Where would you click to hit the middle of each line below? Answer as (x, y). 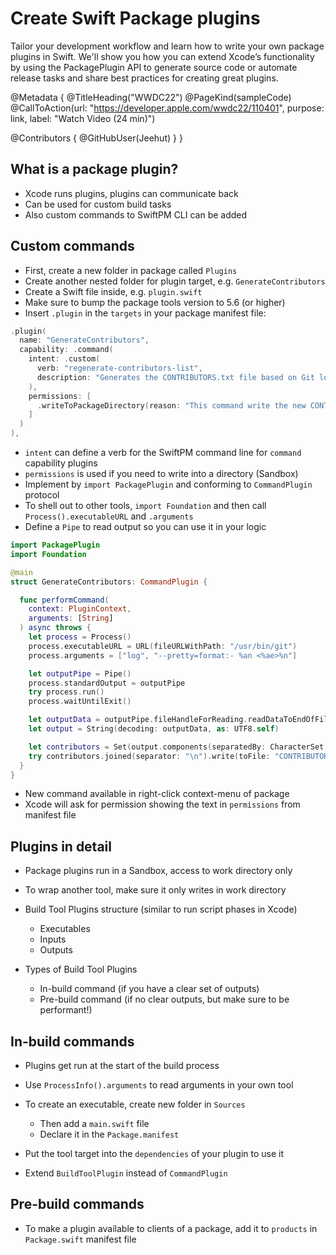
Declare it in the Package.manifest (109, 1134)
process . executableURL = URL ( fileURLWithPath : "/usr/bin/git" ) (163, 646)
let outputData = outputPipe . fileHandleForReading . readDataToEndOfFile (180, 720)
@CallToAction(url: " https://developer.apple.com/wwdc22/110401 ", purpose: (167, 108)
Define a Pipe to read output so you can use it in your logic (145, 527)
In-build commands (72, 1041)
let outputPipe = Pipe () (80, 673)
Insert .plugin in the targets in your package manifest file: (145, 313)
